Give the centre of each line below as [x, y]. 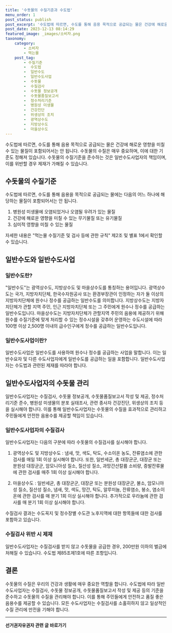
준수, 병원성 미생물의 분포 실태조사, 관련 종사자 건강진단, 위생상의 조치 [88, 403]
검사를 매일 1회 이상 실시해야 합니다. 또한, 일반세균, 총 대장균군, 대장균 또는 [87, 459]
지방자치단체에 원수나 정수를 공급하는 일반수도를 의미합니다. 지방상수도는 [78, 300]
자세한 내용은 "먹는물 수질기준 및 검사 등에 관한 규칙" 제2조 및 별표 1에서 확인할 [84, 236]
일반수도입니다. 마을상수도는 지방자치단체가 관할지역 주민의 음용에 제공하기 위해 [85, 313]
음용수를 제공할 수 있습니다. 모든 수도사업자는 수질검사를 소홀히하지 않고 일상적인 [86, 603]
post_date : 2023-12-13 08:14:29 [40, 29]
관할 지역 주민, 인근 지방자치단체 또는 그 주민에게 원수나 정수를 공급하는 [94, 307]
